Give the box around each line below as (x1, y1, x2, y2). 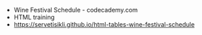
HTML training (13, 13, 55, 21)
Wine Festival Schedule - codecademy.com (13, 6, 138, 14)
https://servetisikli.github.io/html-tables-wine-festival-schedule (13, 21, 195, 28)
